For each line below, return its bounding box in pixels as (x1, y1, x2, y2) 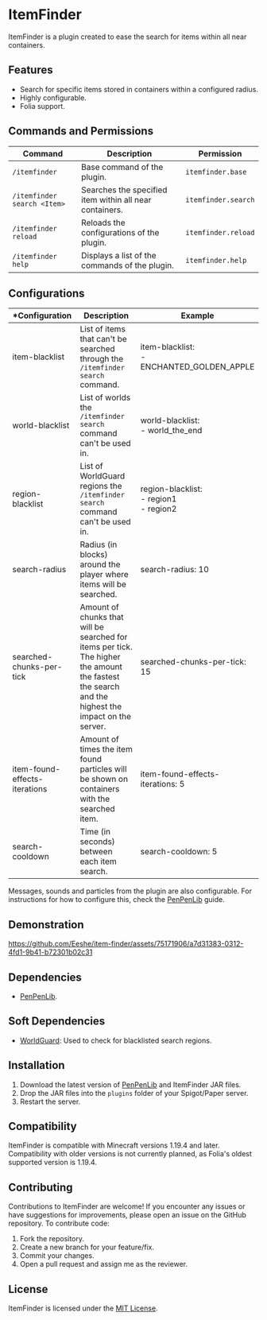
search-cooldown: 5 (140, 846, 218, 857)
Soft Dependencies (8, 1015, 106, 1028)
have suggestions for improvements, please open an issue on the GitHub (8, 1210, 246, 1220)
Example (180, 310, 215, 321)
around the (79, 559, 121, 570)
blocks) (79, 549, 109, 560)
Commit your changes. (19, 1251, 95, 1260)
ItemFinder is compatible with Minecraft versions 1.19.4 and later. (8, 1140, 220, 1150)
